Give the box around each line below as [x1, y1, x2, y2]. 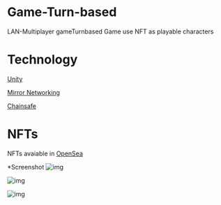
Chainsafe [7, 102, 37, 110]
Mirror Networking [7, 88, 61, 96]
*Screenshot [7, 162, 45, 171]
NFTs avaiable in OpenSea [7, 149, 84, 158]
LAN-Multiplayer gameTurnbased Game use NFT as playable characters [7, 27, 214, 36]
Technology [7, 52, 78, 68]
